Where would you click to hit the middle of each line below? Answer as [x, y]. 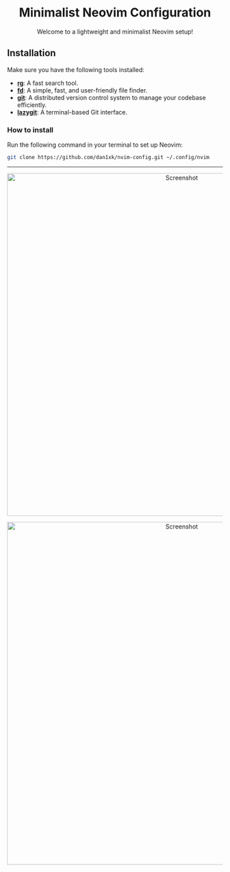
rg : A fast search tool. [48, 83]
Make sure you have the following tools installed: [76, 69]
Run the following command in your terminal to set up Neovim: [95, 145]
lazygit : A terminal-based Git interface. [72, 112]
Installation [31, 53]
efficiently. [32, 105]
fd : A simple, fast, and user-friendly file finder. [82, 90]
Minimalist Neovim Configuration [115, 13]
